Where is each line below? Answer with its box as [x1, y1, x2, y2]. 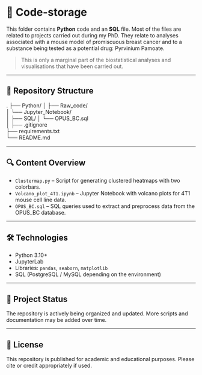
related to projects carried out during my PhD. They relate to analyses [6, 31, 179, 39]
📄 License [6, 339, 44, 350]
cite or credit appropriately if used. [6, 362, 92, 369]
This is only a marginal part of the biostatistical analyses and [20, 56, 171, 63]
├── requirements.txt [6, 127, 60, 134]
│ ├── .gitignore [6, 121, 47, 128]
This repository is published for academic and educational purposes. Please [6, 356, 195, 362]
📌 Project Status [6, 294, 68, 304]
